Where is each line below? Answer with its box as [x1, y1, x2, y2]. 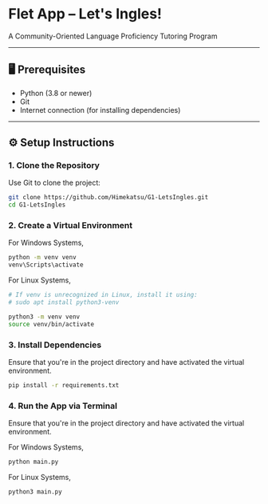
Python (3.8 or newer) [19, 88, 93, 98]
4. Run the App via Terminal [8, 400, 118, 411]
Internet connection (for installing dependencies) [19, 105, 181, 114]
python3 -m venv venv [8, 313, 81, 321]
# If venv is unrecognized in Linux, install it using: [8, 291, 198, 299]
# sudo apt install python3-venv [8, 298, 120, 306]
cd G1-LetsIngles [8, 201, 66, 209]
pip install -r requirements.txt [8, 382, 120, 390]
